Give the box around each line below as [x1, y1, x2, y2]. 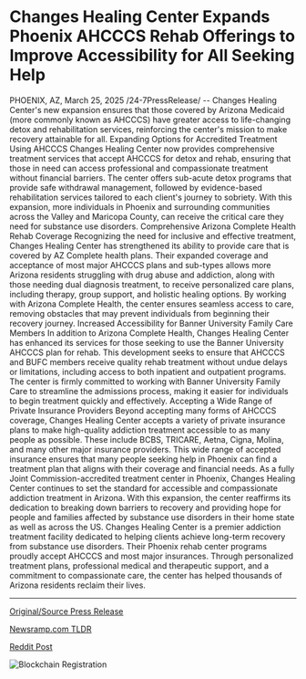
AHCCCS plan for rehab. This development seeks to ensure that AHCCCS [9, 347, 285, 358]
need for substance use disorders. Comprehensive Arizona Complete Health [9, 221, 296, 232]
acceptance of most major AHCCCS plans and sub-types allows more [9, 259, 271, 270]
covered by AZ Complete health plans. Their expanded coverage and [9, 249, 269, 261]
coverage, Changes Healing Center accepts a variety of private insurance [9, 414, 286, 425]
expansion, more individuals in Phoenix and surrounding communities [9, 201, 270, 212]
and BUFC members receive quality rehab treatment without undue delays [9, 356, 289, 367]
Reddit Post [9, 641, 53, 652]
